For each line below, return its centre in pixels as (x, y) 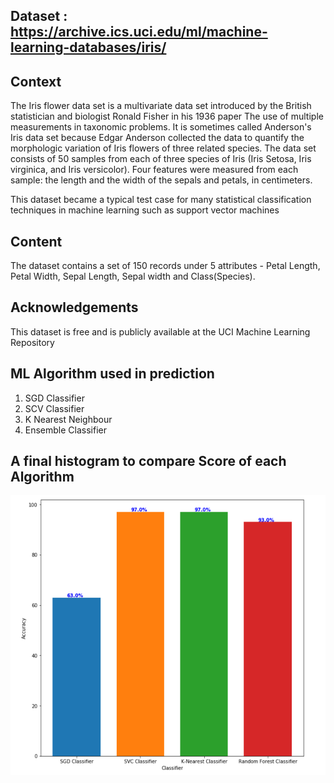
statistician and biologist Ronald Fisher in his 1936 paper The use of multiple (167, 116)
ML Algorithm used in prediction (112, 374)
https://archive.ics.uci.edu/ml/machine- (139, 32)
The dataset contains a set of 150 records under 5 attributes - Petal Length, (165, 266)
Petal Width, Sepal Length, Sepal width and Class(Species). (133, 276)
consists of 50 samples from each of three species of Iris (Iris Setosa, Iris (161, 159)
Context (36, 81)
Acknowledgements (74, 307)
